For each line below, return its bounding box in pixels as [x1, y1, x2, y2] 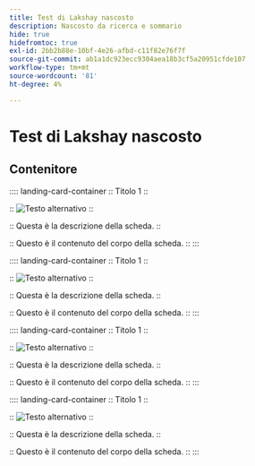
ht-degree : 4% [9, 80, 63, 89]
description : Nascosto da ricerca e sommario [9, 22, 182, 30]
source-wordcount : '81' [9, 72, 98, 81]
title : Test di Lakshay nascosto [9, 13, 134, 22]
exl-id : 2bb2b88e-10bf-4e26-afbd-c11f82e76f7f [9, 47, 186, 56]
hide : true [9, 30, 50, 39]
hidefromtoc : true [9, 38, 78, 47]
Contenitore [9, 162, 78, 177]
